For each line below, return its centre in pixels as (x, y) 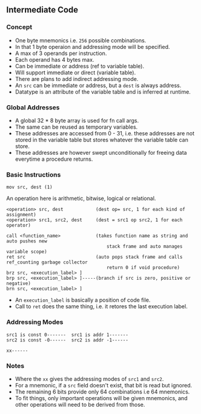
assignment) (21, 215)
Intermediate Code (42, 10)
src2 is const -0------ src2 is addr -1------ (68, 340)
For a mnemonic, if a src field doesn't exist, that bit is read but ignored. (104, 385)
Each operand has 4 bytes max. (54, 59)
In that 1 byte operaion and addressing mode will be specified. (93, 47)
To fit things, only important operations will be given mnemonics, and (101, 398)
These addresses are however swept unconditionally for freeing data (101, 152)
